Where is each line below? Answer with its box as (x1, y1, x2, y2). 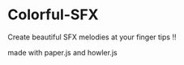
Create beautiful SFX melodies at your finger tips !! (7, 32, 177, 42)
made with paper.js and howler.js (7, 47, 118, 57)
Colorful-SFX (7, 6, 99, 24)
